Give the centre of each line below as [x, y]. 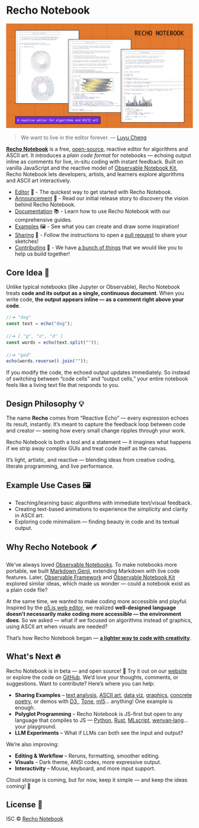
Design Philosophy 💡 [45, 404]
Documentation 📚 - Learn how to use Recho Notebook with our [92, 212]
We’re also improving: [33, 744]
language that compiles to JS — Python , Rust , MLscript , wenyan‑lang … [101, 720]
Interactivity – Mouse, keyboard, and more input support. [85, 768]
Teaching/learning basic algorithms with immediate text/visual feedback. [103, 503]
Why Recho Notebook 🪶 [52, 547]
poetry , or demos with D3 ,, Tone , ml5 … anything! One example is [94, 701]
